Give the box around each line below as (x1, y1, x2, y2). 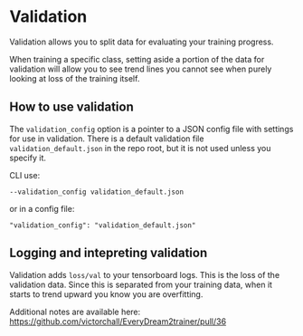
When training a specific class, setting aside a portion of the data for (9, 53, 265, 64)
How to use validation (9, 100, 134, 115)
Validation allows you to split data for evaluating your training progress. (9, 36, 274, 47)
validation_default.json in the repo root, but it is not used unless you (9, 142, 271, 153)
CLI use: (9, 169, 41, 180)
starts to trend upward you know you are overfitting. (9, 288, 204, 300)
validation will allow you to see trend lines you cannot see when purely (9, 63, 272, 74)
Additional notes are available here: (9, 306, 141, 317)
